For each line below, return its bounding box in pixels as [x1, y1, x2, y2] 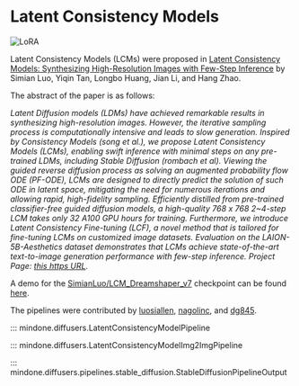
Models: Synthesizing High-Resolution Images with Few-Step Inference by [10, 63, 286, 74]
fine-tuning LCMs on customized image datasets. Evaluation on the [10, 231, 260, 242]
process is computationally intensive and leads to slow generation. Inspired [10, 126, 290, 137]
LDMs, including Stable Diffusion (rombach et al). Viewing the [38, 155, 268, 166]
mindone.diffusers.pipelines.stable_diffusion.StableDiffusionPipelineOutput [10, 366, 287, 377]
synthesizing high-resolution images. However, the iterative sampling [10, 117, 267, 128]
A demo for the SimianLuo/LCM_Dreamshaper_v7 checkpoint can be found [10, 277, 286, 289]
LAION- [261, 231, 290, 242]
